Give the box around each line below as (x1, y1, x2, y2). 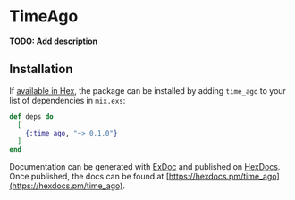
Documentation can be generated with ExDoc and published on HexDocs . (9, 162, 281, 172)
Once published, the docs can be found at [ (9, 171, 170, 182)
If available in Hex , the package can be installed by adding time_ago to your (9, 85, 286, 96)
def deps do (9, 112, 54, 121)
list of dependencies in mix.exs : (9, 95, 126, 105)
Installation (9, 62, 73, 77)
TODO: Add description (9, 36, 98, 46)
